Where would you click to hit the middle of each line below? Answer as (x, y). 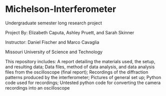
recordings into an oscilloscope (37, 88)
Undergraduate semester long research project (54, 23)
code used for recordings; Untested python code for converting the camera (83, 83)
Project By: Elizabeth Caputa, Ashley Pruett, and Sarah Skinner (70, 32)
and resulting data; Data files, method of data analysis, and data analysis (80, 67)
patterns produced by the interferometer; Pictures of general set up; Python (83, 77)
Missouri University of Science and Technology (54, 52)
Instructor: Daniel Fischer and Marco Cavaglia (52, 42)
